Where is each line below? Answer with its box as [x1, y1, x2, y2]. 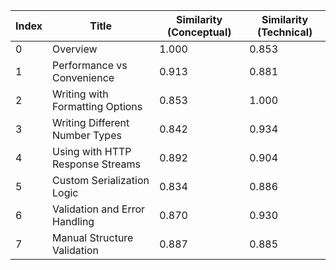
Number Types [52, 129, 122, 142]
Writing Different [52, 116, 130, 129]
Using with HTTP [52, 145, 132, 158]
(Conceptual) [166, 25, 232, 39]
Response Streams [52, 157, 141, 171]
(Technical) [256, 25, 313, 39]
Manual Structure [52, 231, 134, 244]
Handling [52, 215, 95, 228]
